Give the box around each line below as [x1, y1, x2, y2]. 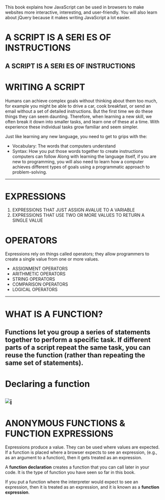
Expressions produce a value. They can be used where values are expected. [5, 444, 160, 450]
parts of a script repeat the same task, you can [5, 343, 151, 352]
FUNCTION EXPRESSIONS [5, 428, 114, 439]
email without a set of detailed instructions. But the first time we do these [5, 108, 153, 114]
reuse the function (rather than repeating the [5, 351, 145, 359]
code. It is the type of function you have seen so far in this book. [5, 470, 136, 475]
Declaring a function [5, 379, 90, 390]
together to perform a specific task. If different [5, 335, 151, 344]
